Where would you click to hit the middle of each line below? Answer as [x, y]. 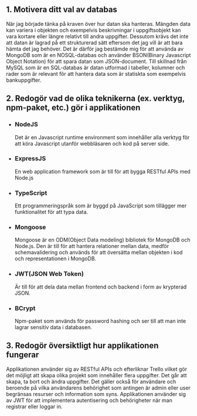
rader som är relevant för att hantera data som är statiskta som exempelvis [96, 73]
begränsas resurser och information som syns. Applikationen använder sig [96, 394]
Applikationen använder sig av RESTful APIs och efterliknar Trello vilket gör [97, 369]
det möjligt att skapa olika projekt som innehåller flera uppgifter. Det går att [96, 375]
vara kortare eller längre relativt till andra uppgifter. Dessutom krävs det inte [97, 36]
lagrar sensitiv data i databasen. [53, 327]
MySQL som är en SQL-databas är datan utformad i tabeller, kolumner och [96, 68]
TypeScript [31, 193]
